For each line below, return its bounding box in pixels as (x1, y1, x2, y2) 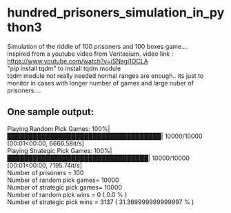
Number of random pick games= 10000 (7, 176, 119, 184)
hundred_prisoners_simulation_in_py (7, 5, 225, 21)
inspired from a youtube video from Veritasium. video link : (7, 50, 174, 58)
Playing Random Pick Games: (7, 124, 91, 132)
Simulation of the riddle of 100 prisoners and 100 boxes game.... (7, 42, 189, 50)
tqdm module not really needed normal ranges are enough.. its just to (7, 71, 204, 80)
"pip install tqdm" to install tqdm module (7, 64, 121, 72)
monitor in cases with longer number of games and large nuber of (7, 79, 194, 87)
